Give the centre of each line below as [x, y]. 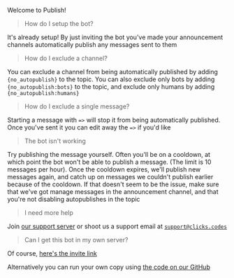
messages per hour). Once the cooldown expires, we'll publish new [104, 169]
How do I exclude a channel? [66, 58]
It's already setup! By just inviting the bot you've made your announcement [115, 37]
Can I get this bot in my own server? [76, 240]
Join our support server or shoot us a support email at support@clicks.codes [117, 226]
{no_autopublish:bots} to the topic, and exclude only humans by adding [111, 86]
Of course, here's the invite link [52, 253]
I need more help [49, 213]
